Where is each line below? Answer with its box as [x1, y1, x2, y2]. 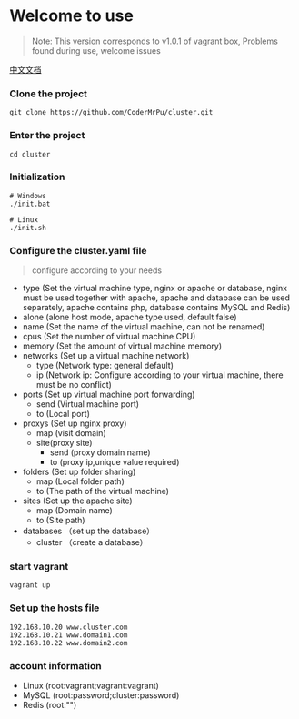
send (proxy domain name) [49, 447, 152, 458]
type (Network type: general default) [35, 360, 174, 371]
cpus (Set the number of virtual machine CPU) [22, 331, 196, 342]
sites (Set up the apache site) [22, 495, 134, 506]
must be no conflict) [35, 380, 112, 390]
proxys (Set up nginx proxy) [22, 418, 127, 429]
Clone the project [9, 87, 88, 100]
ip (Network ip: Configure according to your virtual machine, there [35, 370, 284, 380]
